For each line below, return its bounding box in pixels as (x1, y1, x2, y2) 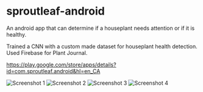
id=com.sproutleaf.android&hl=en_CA (6, 67, 101, 74)
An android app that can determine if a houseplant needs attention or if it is (6, 24, 195, 32)
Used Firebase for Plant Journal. (6, 49, 88, 56)
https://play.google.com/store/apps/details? (6, 61, 117, 68)
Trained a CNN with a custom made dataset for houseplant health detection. (6, 43, 198, 50)
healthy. (6, 30, 26, 38)
